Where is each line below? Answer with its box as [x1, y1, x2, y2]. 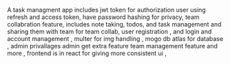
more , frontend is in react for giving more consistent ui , [7, 49, 167, 57]
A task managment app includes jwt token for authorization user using [7, 6, 207, 14]
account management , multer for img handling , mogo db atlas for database [7, 35, 224, 43]
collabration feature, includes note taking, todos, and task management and [7, 20, 222, 28]
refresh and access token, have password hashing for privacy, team [7, 13, 200, 21]
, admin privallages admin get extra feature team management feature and [7, 42, 218, 50]
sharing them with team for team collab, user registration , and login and [7, 27, 212, 35]
